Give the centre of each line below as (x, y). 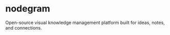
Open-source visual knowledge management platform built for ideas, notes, (85, 22)
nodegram (28, 9)
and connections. (24, 27)
